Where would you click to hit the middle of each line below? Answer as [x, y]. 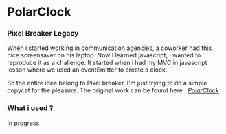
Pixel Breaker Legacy [43, 33]
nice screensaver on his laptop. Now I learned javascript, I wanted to [104, 55]
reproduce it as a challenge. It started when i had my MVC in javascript [107, 63]
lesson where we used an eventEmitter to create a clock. [87, 70]
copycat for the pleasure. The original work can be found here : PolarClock [113, 90]
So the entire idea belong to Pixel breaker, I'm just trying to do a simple [107, 83]
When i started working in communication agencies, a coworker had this [110, 48]
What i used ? [30, 108]
